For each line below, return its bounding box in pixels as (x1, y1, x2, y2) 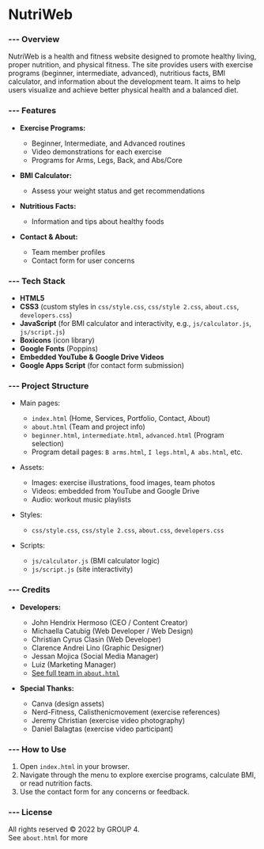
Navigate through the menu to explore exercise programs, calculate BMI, (19, 770, 256, 779)
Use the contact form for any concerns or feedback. (19, 786, 190, 796)
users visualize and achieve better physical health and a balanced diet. (8, 85, 239, 95)
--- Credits (8, 584, 51, 595)
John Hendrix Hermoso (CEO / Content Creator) (31, 617, 188, 627)
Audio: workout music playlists (31, 495, 132, 504)
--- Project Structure (8, 381, 89, 391)
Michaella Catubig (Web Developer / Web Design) (31, 626, 194, 635)
